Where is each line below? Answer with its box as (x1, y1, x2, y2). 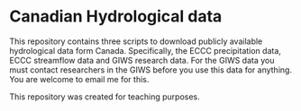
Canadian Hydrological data (9, 6, 223, 27)
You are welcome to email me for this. (9, 73, 150, 84)
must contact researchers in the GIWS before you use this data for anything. (9, 64, 293, 75)
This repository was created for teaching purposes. (9, 91, 200, 102)
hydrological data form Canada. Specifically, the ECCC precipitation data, (9, 45, 282, 55)
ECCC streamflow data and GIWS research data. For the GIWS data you (9, 55, 275, 65)
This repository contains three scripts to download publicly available (9, 36, 263, 47)
